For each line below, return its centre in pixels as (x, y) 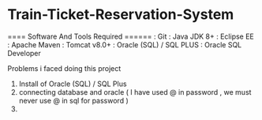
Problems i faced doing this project (64, 68)
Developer (24, 53)
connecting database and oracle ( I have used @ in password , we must (135, 92)
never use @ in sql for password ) (74, 100)
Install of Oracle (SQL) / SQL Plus (73, 84)
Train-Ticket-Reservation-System (121, 15)
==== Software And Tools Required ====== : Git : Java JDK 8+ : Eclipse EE (131, 36)
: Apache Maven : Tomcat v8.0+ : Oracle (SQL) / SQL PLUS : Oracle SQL (125, 44)
